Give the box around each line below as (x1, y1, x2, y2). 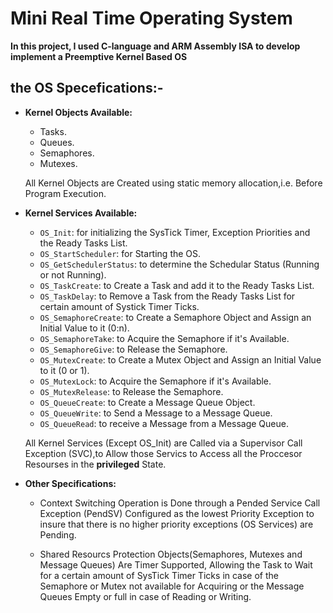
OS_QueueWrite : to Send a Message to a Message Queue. (39, 407, 273, 419)
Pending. (39, 528, 77, 541)
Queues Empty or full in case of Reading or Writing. (39, 590, 252, 602)
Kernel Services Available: (24, 207, 138, 219)
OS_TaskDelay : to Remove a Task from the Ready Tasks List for (39, 290, 296, 302)
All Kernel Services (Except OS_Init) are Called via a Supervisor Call (24, 437, 303, 449)
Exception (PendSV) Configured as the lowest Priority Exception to (39, 507, 315, 519)
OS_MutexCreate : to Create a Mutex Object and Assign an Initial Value (39, 353, 322, 366)
